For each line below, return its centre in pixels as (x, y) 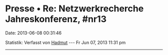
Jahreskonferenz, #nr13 (56, 19)
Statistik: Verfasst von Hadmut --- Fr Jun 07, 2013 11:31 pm (65, 42)
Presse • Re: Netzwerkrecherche (74, 9)
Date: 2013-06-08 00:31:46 (33, 33)
